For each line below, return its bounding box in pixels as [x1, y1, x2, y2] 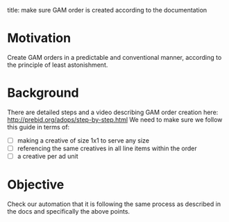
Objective [7, 177, 65, 193]
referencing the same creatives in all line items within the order [17, 144, 198, 152]
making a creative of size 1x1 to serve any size [17, 136, 150, 145]
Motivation [7, 31, 71, 46]
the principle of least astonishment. [7, 61, 108, 69]
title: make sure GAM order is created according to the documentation [7, 6, 207, 14]
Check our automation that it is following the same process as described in [7, 200, 221, 208]
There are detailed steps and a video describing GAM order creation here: [7, 108, 219, 116]
